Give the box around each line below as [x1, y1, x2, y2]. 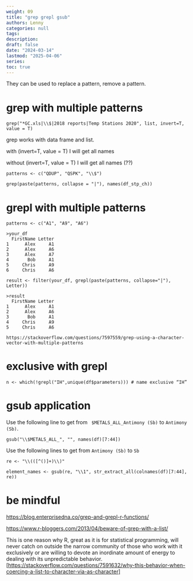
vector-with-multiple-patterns [6, 340, 84, 346]
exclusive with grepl [6, 360, 108, 373]
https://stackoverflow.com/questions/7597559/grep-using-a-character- [6, 335, 185, 341]
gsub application [6, 399, 91, 413]
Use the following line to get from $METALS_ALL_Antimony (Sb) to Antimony [6, 419, 187, 426]
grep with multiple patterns [6, 101, 144, 115]
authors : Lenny [6, 20, 44, 26]
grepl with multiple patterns [6, 201, 146, 214]
